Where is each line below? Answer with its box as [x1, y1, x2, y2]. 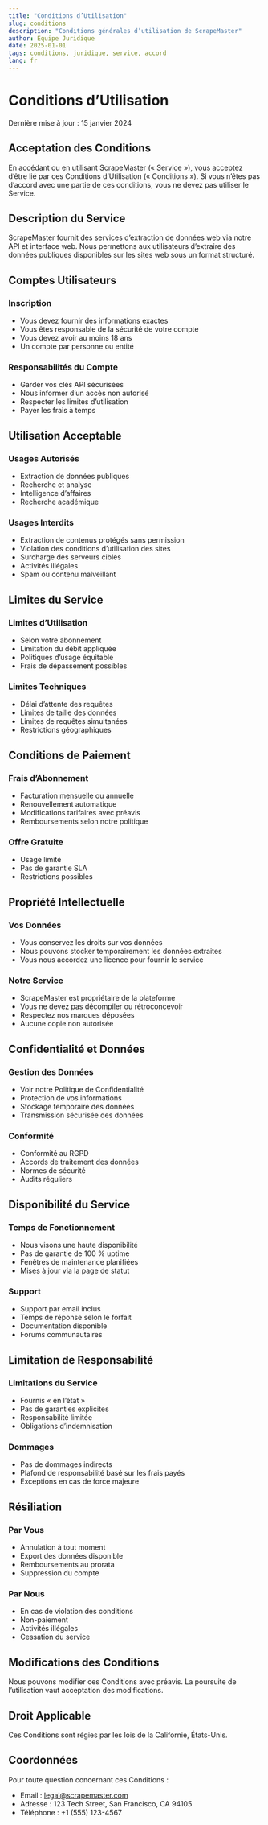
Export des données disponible [19, 1551, 124, 1560]
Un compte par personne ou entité [19, 341, 135, 351]
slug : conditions [8, 19, 67, 27]
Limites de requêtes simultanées [19, 716, 128, 726]
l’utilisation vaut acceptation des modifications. [8, 1686, 164, 1695]
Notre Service [8, 975, 64, 986]
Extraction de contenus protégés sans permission [19, 535, 185, 545]
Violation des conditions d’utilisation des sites [19, 544, 171, 554]
